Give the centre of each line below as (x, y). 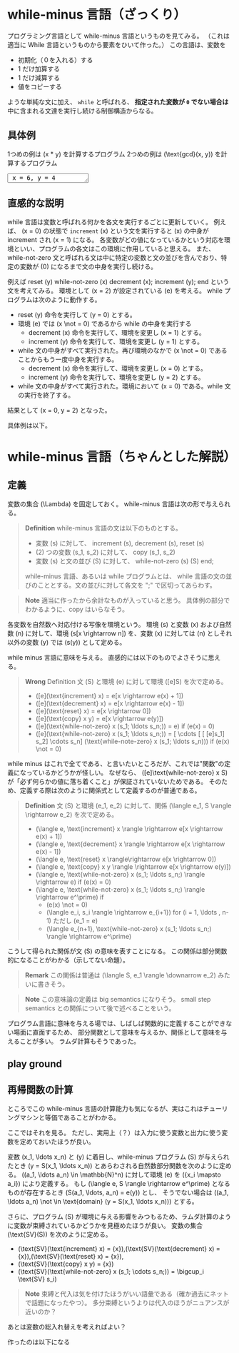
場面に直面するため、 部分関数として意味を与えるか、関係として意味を (117, 1032)
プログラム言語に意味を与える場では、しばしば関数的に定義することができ (117, 1023)
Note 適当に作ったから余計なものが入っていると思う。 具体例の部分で (127, 600)
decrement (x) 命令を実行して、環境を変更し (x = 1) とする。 (117, 332)
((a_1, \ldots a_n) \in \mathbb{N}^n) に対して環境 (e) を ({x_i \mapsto (121, 1175)
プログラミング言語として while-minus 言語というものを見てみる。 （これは (119, 36)
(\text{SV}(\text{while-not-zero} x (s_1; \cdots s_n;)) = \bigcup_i (111, 1271)
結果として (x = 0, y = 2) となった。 (60, 410)
